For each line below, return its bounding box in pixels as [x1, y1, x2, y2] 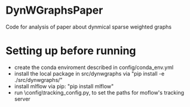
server [14, 95, 30, 102]
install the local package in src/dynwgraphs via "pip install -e [14, 70, 165, 77]
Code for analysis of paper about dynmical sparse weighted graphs [5, 23, 171, 30]
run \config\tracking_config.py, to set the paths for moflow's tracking [14, 89, 185, 96]
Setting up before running [5, 44, 136, 58]
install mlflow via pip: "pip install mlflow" [14, 83, 114, 90]
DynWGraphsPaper [5, 4, 103, 17]
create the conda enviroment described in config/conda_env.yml [14, 64, 174, 71]
